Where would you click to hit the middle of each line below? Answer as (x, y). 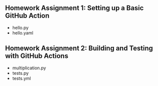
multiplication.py (29, 68)
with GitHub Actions (37, 56)
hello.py (20, 28)
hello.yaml (23, 33)
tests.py (20, 73)
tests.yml (21, 78)
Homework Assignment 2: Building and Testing (79, 48)
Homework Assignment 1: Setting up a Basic (75, 8)
